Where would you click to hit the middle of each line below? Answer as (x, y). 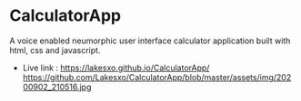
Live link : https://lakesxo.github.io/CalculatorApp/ (116, 68)
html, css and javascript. (55, 50)
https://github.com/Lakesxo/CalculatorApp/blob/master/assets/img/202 (157, 77)
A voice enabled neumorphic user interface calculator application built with (150, 41)
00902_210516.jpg (57, 87)
